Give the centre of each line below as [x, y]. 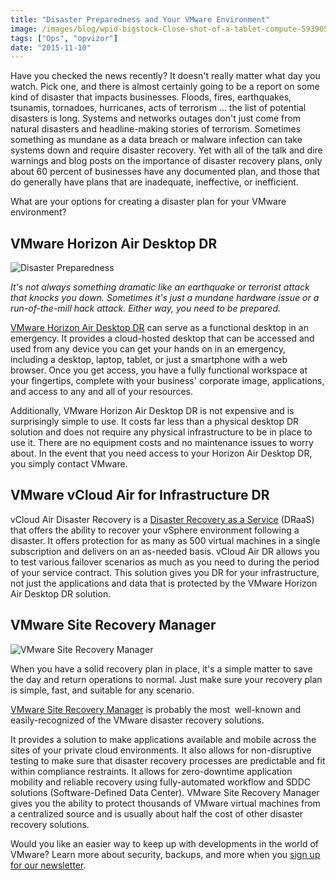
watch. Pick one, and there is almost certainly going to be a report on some [165, 87]
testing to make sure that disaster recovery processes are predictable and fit [168, 760]
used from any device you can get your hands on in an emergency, [148, 349]
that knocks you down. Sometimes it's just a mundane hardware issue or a [165, 298]
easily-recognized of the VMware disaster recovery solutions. [137, 720]
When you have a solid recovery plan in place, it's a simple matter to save [161, 668]
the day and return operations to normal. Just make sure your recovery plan [166, 679]
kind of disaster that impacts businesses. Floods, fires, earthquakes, [151, 97]
